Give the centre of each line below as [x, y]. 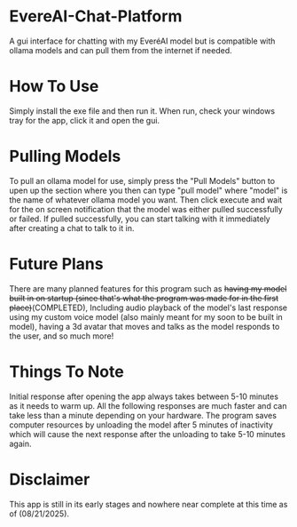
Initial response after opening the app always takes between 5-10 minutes [144, 396]
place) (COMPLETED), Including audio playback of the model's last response [148, 307]
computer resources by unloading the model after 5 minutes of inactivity [141, 425]
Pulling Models [65, 156]
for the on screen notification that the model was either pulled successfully [146, 209]
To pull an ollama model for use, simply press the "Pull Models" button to [142, 180]
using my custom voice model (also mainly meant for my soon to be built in [146, 316]
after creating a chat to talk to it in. [72, 228]
